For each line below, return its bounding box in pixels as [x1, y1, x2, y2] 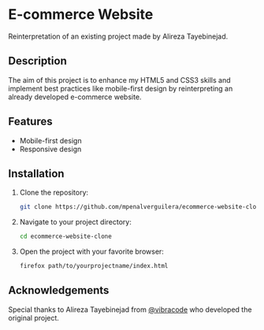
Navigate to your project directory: [19, 217, 132, 227]
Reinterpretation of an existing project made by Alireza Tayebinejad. [8, 32, 229, 41]
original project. [8, 313, 59, 322]
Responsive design [19, 144, 82, 154]
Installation [8, 167, 65, 180]
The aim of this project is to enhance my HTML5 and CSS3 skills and [8, 75, 231, 84]
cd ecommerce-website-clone [19, 232, 112, 241]
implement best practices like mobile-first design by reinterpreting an [8, 83, 233, 93]
